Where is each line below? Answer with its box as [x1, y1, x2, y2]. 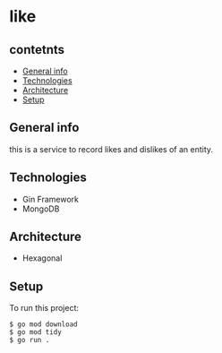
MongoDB [21, 203, 60, 214]
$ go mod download [9, 320, 78, 329]
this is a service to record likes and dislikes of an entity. [9, 143, 213, 154]
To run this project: [9, 303, 79, 314]
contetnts [9, 42, 65, 57]
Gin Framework [21, 194, 79, 204]
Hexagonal [21, 253, 63, 263]
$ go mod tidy [9, 328, 63, 337]
